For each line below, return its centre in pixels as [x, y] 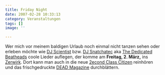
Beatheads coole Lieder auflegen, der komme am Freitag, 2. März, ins [77, 57]
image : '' [15, 28]
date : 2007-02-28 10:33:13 [33, 14]
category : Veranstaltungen [33, 19]
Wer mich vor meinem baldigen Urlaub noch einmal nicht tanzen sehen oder [82, 46]
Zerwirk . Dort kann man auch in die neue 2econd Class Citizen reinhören [79, 62]
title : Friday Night [26, 10]
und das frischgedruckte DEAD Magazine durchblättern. [62, 68]
